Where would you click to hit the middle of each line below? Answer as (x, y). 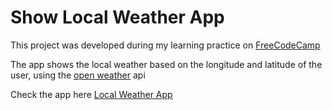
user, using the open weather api (78, 75)
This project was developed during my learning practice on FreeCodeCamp (165, 45)
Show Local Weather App (117, 17)
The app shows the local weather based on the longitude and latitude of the (166, 64)
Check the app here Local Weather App (91, 94)
